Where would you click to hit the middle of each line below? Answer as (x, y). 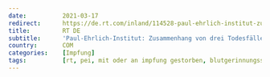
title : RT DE (45, 30)
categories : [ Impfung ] (51, 53)
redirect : (25, 23)
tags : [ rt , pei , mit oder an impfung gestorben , (107, 61)
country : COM (41, 46)
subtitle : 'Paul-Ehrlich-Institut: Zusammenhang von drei (117, 38)
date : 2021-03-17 (53, 16)
